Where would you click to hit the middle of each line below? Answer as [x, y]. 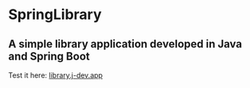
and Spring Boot [49, 56]
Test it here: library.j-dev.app [56, 75]
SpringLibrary [55, 15]
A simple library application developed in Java [125, 44]
